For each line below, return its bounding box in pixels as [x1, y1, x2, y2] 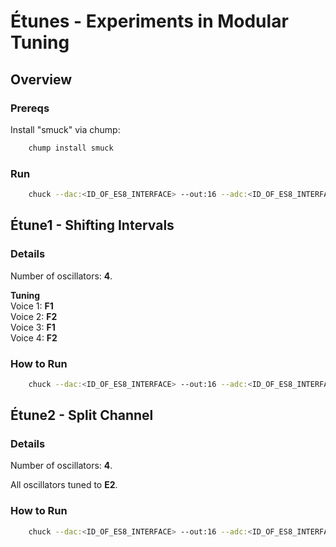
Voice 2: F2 [10, 310, 58, 322]
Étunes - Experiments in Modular [10, 10, 289, 33]
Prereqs [10, 101, 50, 115]
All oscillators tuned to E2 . [10, 479, 118, 491]
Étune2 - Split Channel [10, 407, 154, 424]
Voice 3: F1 [10, 321, 56, 333]
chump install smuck [28, 143, 114, 153]
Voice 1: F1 [10, 300, 54, 312]
